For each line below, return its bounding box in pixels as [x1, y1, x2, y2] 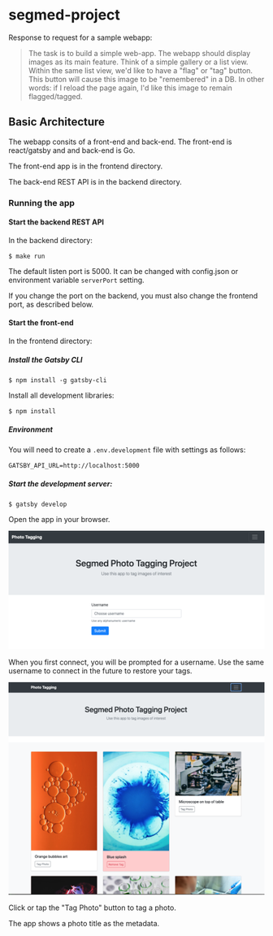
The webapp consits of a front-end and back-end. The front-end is [8, 137, 232, 146]
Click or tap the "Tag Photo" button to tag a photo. [8, 903, 177, 912]
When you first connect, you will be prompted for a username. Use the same [8, 657, 265, 668]
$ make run [8, 252, 45, 260]
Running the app [8, 197, 76, 208]
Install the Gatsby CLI [8, 355, 83, 364]
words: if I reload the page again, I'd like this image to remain [28, 83, 233, 93]
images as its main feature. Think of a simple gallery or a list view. [28, 57, 249, 67]
